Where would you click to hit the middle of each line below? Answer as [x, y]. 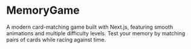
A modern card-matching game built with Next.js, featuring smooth [90, 27]
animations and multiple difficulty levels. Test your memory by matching [96, 33]
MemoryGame [43, 10]
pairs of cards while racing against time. [56, 39]
